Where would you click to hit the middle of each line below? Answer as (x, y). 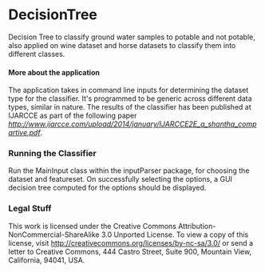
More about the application (54, 72)
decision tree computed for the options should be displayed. (107, 188)
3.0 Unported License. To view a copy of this (175, 235)
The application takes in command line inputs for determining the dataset (129, 90)
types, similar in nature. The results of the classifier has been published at (130, 107)
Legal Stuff (30, 208)
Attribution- (197, 226)
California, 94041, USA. (47, 260)
